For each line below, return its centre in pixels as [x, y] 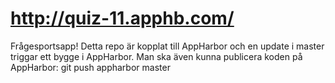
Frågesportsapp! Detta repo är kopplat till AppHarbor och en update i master [167, 46]
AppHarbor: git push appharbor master [90, 67]
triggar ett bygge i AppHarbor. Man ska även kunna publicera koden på [156, 56]
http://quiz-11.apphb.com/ [122, 18]
